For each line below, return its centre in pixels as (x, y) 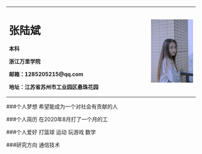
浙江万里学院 (25, 61)
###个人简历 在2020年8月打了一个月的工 (57, 119)
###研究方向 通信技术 (33, 145)
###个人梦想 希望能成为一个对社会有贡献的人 (62, 106)
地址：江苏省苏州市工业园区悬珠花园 (54, 87)
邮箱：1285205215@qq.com (46, 74)
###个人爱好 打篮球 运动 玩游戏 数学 (51, 132)
